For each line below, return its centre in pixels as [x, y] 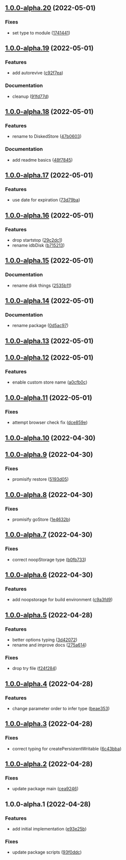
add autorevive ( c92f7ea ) [38, 73]
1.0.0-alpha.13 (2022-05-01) [50, 341]
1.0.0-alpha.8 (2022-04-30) [49, 495]
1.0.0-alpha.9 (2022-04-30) [49, 455]
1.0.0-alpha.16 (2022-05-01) [50, 215]
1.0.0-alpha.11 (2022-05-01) [49, 398]
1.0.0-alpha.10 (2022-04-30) [50, 438]
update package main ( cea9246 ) [45, 789]
